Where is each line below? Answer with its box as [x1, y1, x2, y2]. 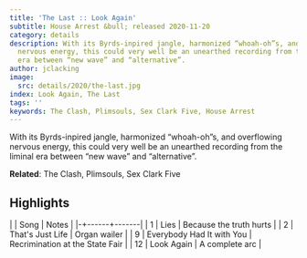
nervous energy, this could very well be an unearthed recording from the [9, 141, 283, 152]
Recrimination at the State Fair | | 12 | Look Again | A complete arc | [9, 239, 262, 250]
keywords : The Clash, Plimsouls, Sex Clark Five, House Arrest [9, 107, 256, 116]
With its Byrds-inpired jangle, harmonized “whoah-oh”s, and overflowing [9, 131, 283, 142]
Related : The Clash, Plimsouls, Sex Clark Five [9, 169, 181, 180]
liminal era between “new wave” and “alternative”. [9, 151, 197, 162]
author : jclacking [9, 65, 79, 74]
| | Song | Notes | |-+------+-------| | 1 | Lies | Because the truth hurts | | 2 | [9, 220, 294, 231]
